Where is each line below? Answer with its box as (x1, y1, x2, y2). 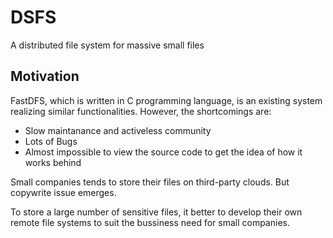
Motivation (10, 68, 80, 85)
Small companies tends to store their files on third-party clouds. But (10, 176, 290, 188)
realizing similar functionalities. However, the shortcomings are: (10, 105, 272, 117)
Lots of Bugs (24, 135, 78, 147)
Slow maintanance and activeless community (24, 124, 212, 136)
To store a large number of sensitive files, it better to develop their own (10, 206, 303, 218)
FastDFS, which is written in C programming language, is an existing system (10, 94, 323, 106)
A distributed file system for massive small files (10, 39, 205, 51)
